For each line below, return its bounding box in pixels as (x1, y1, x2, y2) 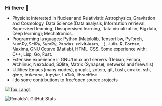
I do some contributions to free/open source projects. (12, 77, 119, 83)
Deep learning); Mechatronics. (12, 31, 73, 37)
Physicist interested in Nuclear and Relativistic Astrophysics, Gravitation (12, 15, 156, 21)
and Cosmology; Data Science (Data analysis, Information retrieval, (12, 20, 146, 26)
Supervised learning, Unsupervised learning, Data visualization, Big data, (12, 26, 158, 31)
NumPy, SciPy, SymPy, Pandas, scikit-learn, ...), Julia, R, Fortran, (12, 41, 141, 47)
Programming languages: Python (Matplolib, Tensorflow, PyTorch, (12, 36, 144, 42)
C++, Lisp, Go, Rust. (12, 51, 52, 57)
